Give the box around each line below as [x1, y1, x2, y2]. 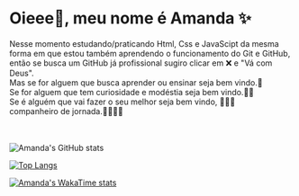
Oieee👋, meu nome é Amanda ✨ [9, 8, 252, 29]
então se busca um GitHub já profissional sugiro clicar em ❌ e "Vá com [9, 58, 273, 68]
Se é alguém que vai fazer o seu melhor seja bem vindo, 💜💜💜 [9, 96, 236, 107]
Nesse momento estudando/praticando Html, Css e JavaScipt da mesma [9, 38, 279, 49]
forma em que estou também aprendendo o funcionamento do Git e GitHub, [9, 48, 291, 58]
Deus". [9, 67, 34, 78]
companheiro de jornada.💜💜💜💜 [9, 105, 123, 116]
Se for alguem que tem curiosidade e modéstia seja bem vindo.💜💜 [9, 86, 255, 97]
